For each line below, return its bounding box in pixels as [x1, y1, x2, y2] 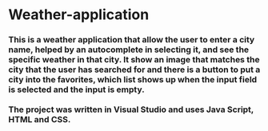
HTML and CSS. [8, 114, 71, 125]
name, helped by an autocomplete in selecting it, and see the [8, 44, 250, 55]
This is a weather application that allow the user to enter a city [8, 34, 255, 46]
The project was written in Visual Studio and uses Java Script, [8, 104, 254, 115]
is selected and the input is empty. [8, 84, 146, 95]
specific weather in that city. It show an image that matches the [8, 54, 260, 65]
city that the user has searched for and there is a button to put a [8, 64, 261, 75]
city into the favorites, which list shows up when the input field [8, 74, 258, 85]
